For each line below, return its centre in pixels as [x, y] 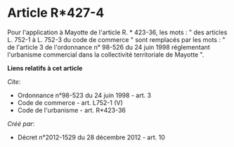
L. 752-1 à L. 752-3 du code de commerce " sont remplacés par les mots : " [116, 39]
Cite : [14, 81]
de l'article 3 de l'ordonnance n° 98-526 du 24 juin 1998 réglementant [109, 47]
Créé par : [21, 123]
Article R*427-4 [56, 13]
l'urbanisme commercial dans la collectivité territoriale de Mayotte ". [106, 55]
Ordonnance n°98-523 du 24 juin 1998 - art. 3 [84, 95]
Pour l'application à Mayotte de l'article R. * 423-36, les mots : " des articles [117, 32]
